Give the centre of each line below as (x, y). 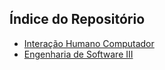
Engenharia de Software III (78, 54)
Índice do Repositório (77, 19)
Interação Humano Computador (89, 43)
